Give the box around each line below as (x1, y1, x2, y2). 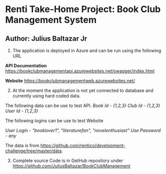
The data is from (5, 142, 39, 148)
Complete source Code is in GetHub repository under (12, 157, 123, 163)
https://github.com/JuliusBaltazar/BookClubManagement (12, 163, 131, 169)
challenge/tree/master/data (5, 148, 62, 154)
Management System (5, 14, 97, 26)
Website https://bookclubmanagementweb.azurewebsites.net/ (5, 78, 135, 83)
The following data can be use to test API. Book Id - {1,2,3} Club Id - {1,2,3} (5, 103, 160, 109)
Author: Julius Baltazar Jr (5, 34, 88, 43)
